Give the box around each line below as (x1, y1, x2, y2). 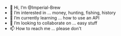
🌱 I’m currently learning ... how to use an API (9, 15, 99, 20)
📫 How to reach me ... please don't (9, 26, 82, 31)
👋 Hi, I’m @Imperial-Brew (9, 5, 61, 10)
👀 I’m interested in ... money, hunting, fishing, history (9, 10, 116, 16)
